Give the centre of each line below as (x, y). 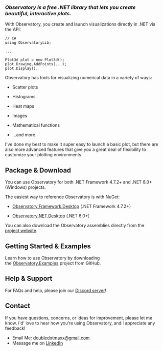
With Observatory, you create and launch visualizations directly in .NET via (80, 24)
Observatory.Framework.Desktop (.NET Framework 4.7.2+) (71, 206)
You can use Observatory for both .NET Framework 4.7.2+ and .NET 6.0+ (79, 182)
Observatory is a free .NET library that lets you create (70, 7)
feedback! (15, 328)
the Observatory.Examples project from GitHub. (53, 263)
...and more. (24, 135)
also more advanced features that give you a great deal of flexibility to (76, 149)
